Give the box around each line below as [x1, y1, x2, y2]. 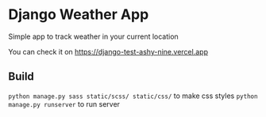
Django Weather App [8, 6, 149, 24]
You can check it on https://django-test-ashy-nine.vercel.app [8, 47, 209, 56]
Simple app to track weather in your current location [8, 32, 179, 41]
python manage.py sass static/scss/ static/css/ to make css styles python [8, 91, 258, 100]
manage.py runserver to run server [8, 99, 121, 108]
